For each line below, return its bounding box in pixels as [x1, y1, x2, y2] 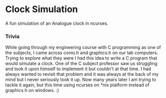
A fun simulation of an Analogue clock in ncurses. [5, 20, 108, 26]
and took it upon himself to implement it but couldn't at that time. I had [5, 66, 151, 72]
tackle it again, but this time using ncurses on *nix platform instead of [5, 82, 150, 88]
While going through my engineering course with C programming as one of [5, 44, 161, 51]
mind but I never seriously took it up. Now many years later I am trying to [5, 77, 156, 83]
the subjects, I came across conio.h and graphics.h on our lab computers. [5, 50, 158, 56]
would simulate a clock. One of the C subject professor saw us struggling [5, 61, 158, 67]
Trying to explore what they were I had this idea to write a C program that [5, 55, 157, 61]
